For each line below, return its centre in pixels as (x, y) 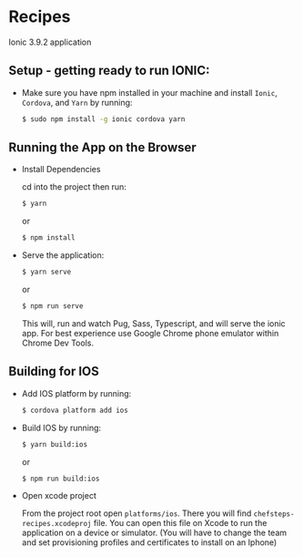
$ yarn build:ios (55, 444)
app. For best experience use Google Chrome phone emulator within (150, 333)
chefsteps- (274, 514)
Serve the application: (63, 255)
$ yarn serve (46, 272)
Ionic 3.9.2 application (50, 42)
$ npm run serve (52, 306)
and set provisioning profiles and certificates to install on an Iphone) (149, 542)
